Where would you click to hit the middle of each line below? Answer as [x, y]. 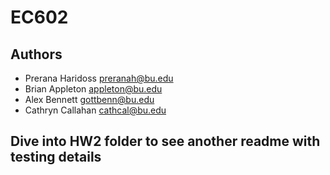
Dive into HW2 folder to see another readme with [165, 141]
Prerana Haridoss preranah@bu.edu [99, 78]
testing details [56, 157]
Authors [36, 54]
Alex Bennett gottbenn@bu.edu [89, 99]
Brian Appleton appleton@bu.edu [93, 89]
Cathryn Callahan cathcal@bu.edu [95, 110]
